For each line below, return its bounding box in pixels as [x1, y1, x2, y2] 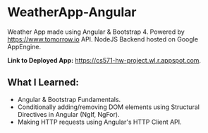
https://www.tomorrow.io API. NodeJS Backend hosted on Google [7, 34, 199, 43]
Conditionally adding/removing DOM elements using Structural [17, 103, 200, 111]
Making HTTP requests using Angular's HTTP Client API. [17, 118, 182, 126]
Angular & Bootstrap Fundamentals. [17, 95, 121, 103]
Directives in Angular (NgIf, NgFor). [17, 110, 120, 118]
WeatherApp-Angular [7, 4, 137, 20]
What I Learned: [7, 77, 79, 89]
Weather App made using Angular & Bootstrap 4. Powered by [7, 27, 185, 36]
